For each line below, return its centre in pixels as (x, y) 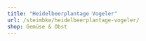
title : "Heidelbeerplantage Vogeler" (62, 14)
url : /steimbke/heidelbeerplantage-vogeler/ (73, 20)
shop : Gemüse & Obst (38, 26)
